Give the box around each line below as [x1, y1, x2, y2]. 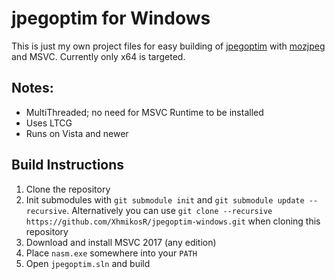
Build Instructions [11, 157, 125, 174]
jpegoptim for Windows [11, 7, 211, 30]
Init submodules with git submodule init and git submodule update [25, 193, 305, 206]
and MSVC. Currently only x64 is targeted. [11, 50, 186, 62]
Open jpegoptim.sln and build [25, 257, 151, 269]
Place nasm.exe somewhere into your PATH [25, 247, 198, 259]
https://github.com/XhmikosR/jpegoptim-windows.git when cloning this [25, 215, 321, 227]
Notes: [11, 80, 54, 97]
